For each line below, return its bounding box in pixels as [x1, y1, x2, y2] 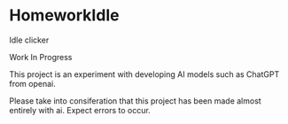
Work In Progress [9, 51, 73, 62]
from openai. [9, 78, 56, 89]
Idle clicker [9, 35, 50, 45]
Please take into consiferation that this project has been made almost [9, 95, 261, 106]
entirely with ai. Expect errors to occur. [9, 105, 151, 115]
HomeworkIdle [9, 5, 120, 26]
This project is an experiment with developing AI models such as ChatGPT [9, 68, 280, 80]
